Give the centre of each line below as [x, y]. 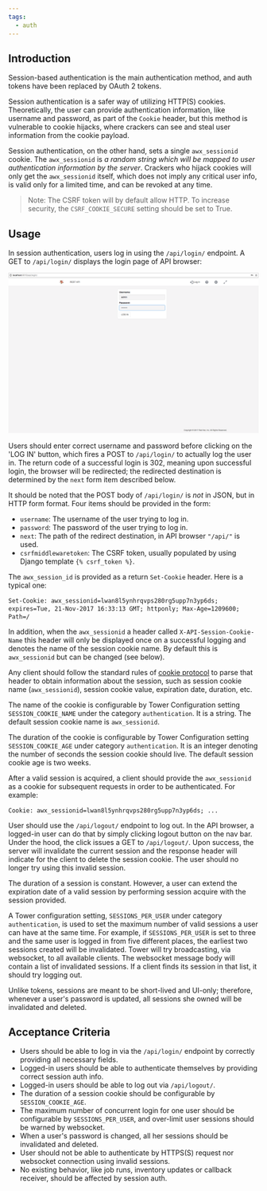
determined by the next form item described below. [92, 479]
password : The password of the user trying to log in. [104, 527]
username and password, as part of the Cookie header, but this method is [128, 119]
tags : [17, 17]
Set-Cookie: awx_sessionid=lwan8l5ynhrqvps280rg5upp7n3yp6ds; [113, 601]
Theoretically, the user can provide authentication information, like [117, 110]
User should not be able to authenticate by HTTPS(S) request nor [127, 1153]
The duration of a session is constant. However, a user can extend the [123, 883]
